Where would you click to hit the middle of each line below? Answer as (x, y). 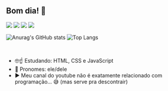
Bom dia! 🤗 (26, 11)
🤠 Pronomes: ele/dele (41, 69)
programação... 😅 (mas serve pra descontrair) (71, 82)
